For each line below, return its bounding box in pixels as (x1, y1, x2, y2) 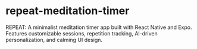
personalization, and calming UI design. (5, 36, 102, 43)
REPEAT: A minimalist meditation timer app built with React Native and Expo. (5, 24, 192, 31)
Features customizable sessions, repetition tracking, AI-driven (5, 30, 158, 37)
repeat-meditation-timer (5, 4, 130, 18)
